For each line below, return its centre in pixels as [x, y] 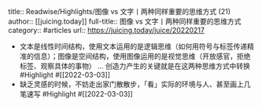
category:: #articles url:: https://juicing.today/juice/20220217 [106, 30]
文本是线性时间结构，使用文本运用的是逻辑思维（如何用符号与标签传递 [133, 46]
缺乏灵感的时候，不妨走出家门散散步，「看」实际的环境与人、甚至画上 [131, 84]
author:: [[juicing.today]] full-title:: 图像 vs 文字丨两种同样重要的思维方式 [125, 21]
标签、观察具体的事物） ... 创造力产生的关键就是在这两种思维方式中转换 [135, 66]
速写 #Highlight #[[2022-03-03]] [79, 94]
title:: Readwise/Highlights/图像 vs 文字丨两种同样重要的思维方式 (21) [119, 11]
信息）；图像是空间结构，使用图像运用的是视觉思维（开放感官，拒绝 [142, 56]
